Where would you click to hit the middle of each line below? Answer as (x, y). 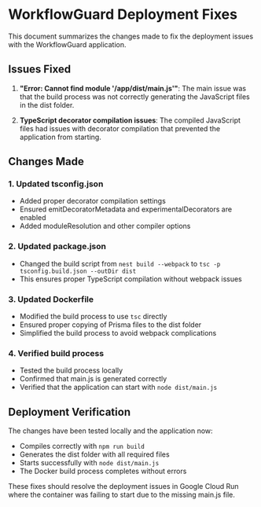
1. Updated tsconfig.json (56, 184)
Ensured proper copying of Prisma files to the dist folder (110, 325)
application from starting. (61, 137)
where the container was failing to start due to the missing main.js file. (122, 495)
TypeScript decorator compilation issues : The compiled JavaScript (130, 120)
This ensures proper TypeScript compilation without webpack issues (130, 279)
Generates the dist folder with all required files (95, 454)
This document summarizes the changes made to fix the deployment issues (131, 36)
